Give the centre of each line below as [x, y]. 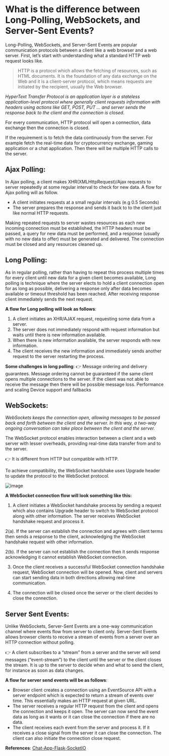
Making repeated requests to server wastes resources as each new [75, 223]
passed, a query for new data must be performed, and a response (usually [82, 233]
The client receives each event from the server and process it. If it [81, 728]
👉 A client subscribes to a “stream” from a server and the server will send [83, 652]
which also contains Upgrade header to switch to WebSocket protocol [85, 511]
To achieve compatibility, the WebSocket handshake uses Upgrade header [83, 471]
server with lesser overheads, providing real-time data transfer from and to [83, 443]
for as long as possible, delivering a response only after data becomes [78, 288]
